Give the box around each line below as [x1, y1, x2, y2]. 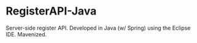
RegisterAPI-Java [6, 4, 97, 18]
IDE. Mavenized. [6, 30, 47, 38]
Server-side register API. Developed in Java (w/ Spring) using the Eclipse [6, 24, 191, 31]
